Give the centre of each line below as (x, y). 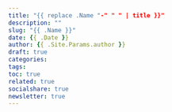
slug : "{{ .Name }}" (42, 30)
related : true (32, 81)
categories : (28, 60)
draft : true (28, 52)
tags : (17, 67)
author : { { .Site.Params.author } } (67, 45)
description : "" (35, 23)
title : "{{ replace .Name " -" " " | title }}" (86, 15)
